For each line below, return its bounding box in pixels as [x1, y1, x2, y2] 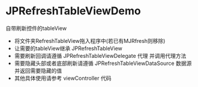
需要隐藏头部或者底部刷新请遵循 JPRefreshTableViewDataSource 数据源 [14, 60, 192, 67]
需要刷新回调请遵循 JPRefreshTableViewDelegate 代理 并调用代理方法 [14, 52, 187, 59]
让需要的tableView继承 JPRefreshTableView [14, 45, 122, 52]
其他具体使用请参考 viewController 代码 [14, 74, 112, 82]
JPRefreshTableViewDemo [5, 4, 142, 18]
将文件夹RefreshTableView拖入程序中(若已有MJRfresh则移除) [14, 37, 166, 44]
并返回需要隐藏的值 [14, 67, 62, 74]
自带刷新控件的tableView [5, 24, 67, 32]
